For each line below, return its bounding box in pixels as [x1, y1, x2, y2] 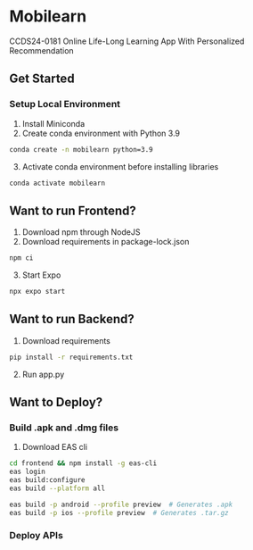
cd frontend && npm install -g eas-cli [9, 459, 158, 468]
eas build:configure [9, 476, 86, 485]
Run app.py [21, 369, 65, 379]
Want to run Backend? [9, 312, 135, 327]
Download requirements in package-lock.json [21, 237, 190, 247]
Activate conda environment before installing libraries [21, 161, 219, 171]
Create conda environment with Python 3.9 [21, 128, 181, 138]
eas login [9, 467, 46, 477]
